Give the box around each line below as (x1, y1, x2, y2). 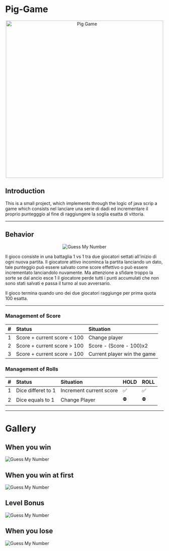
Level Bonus (5, 499, 45, 507)
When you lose (5, 527, 53, 535)
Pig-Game (5, 4, 49, 15)
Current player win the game (88, 350, 156, 357)
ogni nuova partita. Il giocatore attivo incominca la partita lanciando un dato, (5, 258, 163, 265)
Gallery (5, 423, 36, 434)
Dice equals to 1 (16, 396, 55, 403)
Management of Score (5, 312, 61, 319)
